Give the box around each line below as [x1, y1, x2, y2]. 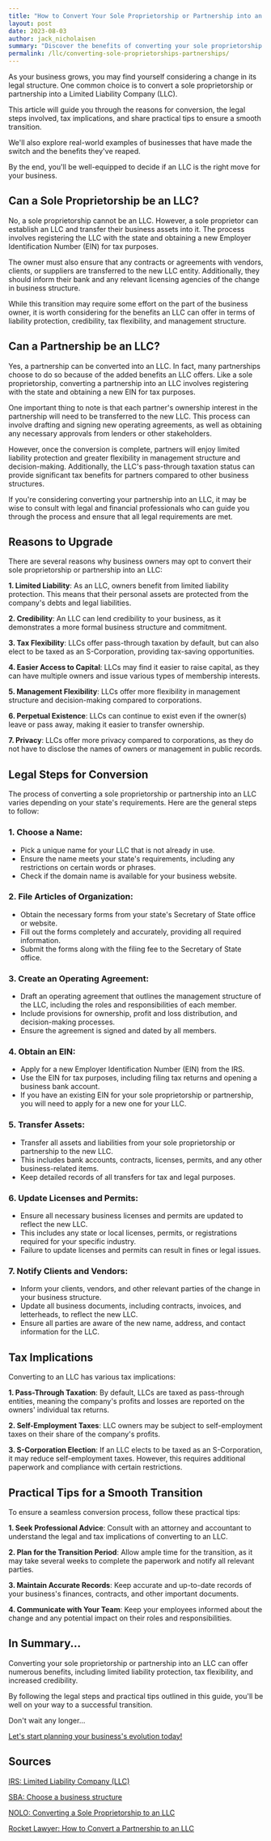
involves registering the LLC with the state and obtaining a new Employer [8, 233, 252, 242]
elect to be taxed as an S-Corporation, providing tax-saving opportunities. [8, 646, 255, 657]
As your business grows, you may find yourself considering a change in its [8, 72, 257, 81]
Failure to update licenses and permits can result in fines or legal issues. [19, 1246, 261, 1255]
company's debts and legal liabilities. [8, 598, 132, 608]
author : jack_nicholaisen [8, 34, 95, 43]
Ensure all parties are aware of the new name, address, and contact [19, 1319, 246, 1328]
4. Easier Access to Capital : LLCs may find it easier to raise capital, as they [8, 663, 260, 672]
